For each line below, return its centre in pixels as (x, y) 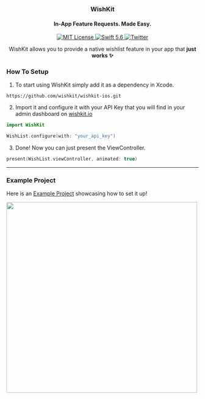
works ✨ (103, 56)
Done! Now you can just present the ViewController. (80, 148)
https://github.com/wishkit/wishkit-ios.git (64, 96)
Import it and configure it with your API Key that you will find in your (100, 107)
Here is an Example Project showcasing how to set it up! (77, 193)
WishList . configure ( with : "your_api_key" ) (61, 136)
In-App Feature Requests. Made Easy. (103, 24)
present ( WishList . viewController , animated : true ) (72, 159)
